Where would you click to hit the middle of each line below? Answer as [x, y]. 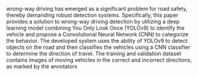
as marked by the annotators [42, 66]
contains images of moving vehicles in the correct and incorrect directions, [99, 60]
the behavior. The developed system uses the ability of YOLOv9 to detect [97, 41]
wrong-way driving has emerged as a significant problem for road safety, [97, 9]
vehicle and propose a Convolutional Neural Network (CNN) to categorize [97, 34]
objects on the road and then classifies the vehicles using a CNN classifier [98, 47]
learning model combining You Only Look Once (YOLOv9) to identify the [95, 28]
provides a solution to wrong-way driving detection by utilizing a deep [93, 21]
